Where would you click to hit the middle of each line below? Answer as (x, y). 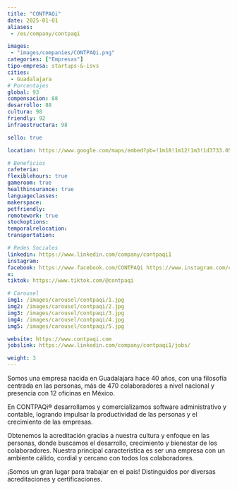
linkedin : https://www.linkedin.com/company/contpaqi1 (90, 255)
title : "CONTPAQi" (34, 14)
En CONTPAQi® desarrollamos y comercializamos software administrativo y (117, 407)
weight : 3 (22, 358)
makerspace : (25, 202)
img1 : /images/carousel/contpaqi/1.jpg (66, 300)
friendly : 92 (26, 118)
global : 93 (23, 92)
